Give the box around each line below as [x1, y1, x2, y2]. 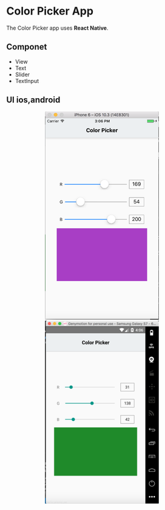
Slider [15, 71, 30, 78]
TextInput [15, 77, 39, 84]
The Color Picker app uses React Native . [6, 24, 109, 31]
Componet [6, 42, 47, 52]
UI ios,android [6, 95, 61, 105]
